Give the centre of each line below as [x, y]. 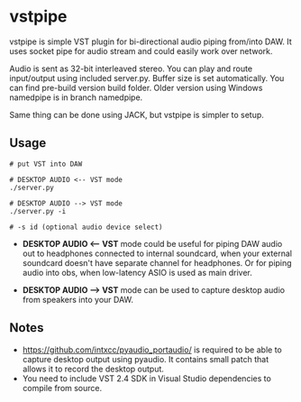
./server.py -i [38, 211]
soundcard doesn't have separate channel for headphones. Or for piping [157, 262]
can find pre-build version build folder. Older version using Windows [136, 87]
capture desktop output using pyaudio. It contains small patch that [145, 359]
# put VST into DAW [46, 164]
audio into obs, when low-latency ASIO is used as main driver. [137, 272]
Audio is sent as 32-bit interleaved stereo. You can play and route [131, 69]
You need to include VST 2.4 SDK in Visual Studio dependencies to [147, 378]
